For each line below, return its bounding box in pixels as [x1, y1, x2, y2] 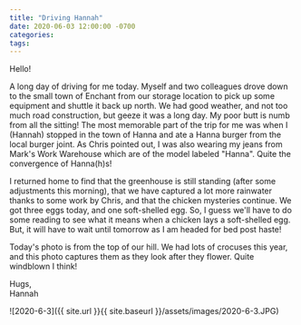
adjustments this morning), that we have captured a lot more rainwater [9, 185, 273, 196]
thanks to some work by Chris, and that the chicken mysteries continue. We [9, 195, 292, 206]
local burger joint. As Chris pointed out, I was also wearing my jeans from [9, 139, 283, 150]
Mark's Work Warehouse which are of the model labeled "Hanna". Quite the [9, 149, 292, 160]
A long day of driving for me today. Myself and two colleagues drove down [9, 81, 288, 92]
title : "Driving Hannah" [9, 13, 103, 23]
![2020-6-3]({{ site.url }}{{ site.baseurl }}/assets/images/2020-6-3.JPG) [9, 306, 279, 317]
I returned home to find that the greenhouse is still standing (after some [9, 176, 277, 187]
